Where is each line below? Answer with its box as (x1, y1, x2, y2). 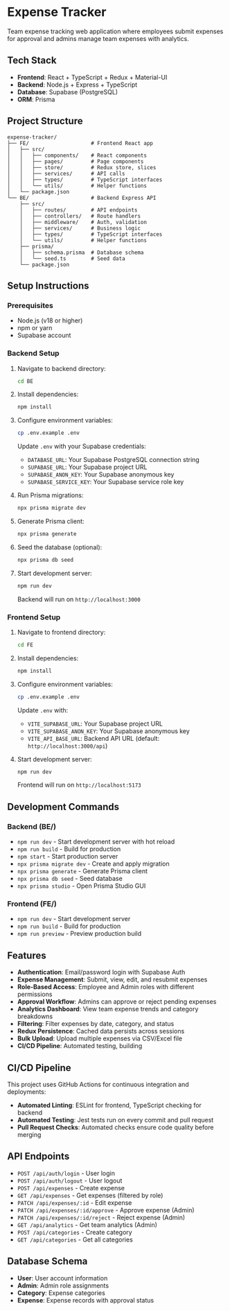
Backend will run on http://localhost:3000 (17, 594, 141, 603)
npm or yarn (17, 324, 53, 332)
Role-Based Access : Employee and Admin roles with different (17, 983, 195, 991)
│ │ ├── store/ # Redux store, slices (7, 164, 157, 171)
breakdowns (17, 1012, 53, 1020)
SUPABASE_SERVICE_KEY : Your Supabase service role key (27, 478, 184, 486)
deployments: (7, 1088, 46, 1096)
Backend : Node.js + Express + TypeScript (17, 80, 138, 89)
